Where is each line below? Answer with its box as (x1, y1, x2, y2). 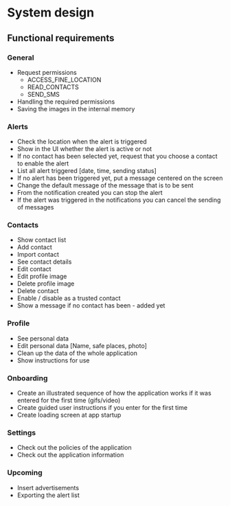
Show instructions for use (16, 356, 90, 365)
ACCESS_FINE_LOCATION (27, 76, 102, 84)
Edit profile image (16, 273, 67, 281)
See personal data (16, 334, 69, 343)
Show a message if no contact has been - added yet (16, 301, 165, 310)
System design (7, 5, 95, 21)
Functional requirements (7, 32, 115, 44)
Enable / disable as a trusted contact (16, 294, 122, 303)
